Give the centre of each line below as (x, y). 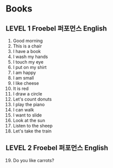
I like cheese (26, 83)
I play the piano (29, 104)
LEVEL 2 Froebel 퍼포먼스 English (57, 148)
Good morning (28, 41)
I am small (23, 78)
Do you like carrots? (33, 160)
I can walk (23, 110)
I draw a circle (27, 94)
